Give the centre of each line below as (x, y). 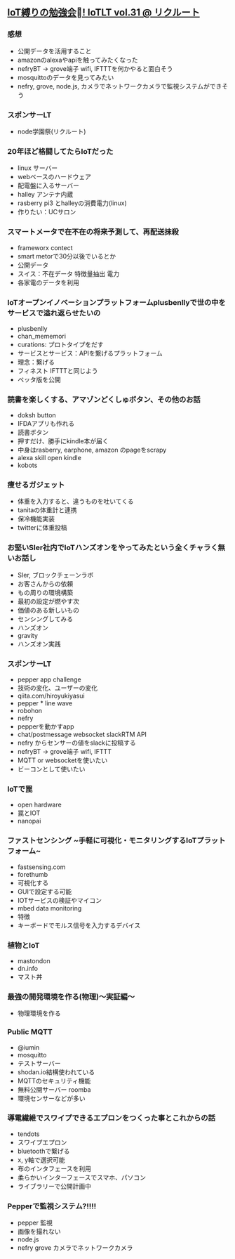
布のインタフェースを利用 (54, 1168)
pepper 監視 (35, 1223)
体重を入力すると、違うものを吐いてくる (76, 502)
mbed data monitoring (49, 908)
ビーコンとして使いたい (51, 769)
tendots (28, 1134)
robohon (30, 711)
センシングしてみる (45, 619)
